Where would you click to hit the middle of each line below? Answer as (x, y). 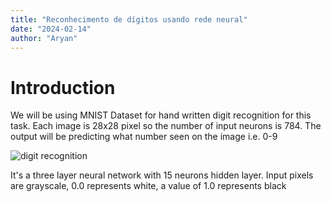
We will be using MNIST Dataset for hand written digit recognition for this (161, 115)
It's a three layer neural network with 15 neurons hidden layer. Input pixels (162, 175)
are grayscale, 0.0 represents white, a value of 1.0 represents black (148, 186)
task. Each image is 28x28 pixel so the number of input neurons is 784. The (166, 126)
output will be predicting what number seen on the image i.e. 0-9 (144, 137)
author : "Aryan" (44, 38)
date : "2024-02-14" (51, 29)
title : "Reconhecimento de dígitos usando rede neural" (129, 19)
